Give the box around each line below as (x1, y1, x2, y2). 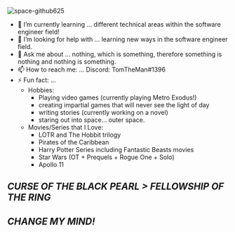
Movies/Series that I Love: (27, 123, 104, 131)
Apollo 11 (38, 161, 65, 168)
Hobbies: (27, 86, 55, 94)
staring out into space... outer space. (38, 116, 145, 124)
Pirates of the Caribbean (38, 138, 109, 146)
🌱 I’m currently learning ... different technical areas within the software (17, 20, 221, 28)
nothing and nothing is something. (17, 57, 116, 66)
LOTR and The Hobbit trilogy (38, 130, 121, 139)
